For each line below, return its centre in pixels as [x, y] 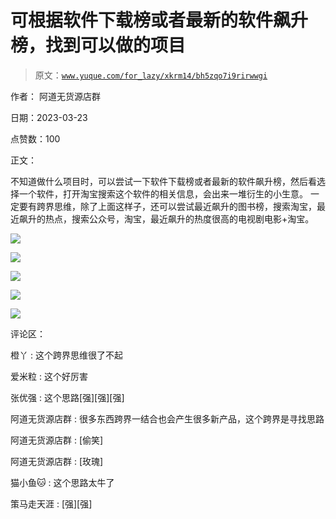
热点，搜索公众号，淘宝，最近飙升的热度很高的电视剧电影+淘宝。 [179, 218]
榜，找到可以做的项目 [98, 45]
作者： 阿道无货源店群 [55, 96]
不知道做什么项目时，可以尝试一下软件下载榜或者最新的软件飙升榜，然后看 [163, 181]
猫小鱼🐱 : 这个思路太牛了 [62, 482]
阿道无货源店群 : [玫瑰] [57, 461]
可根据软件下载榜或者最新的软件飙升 [159, 20]
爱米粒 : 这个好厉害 [49, 376]
